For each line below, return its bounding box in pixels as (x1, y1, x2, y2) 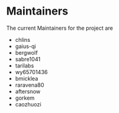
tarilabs (15, 62, 35, 69)
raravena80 (15, 81, 44, 89)
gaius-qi (15, 43, 36, 50)
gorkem (15, 94, 35, 101)
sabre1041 (15, 55, 41, 63)
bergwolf (15, 49, 38, 56)
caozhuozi (15, 100, 41, 108)
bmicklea (15, 75, 38, 82)
